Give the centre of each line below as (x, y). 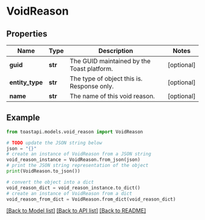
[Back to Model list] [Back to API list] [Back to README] (76, 211)
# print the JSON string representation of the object (77, 166)
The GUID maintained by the (110, 61)
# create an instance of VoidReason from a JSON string (79, 154)
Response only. (92, 86)
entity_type (26, 82)
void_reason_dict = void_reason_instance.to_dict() (73, 188)
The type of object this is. (106, 79)
